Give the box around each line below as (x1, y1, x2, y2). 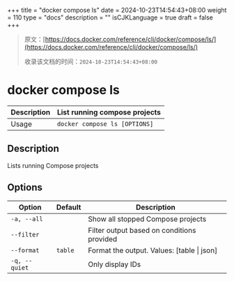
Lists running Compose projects (7, 161, 99, 169)
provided (88, 234, 118, 243)
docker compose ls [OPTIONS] (56, 120, 154, 128)
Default (56, 202, 81, 212)
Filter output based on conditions (88, 225, 196, 235)
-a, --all (10, 215, 43, 222)
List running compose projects (56, 107, 162, 117)
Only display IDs (88, 259, 141, 269)
